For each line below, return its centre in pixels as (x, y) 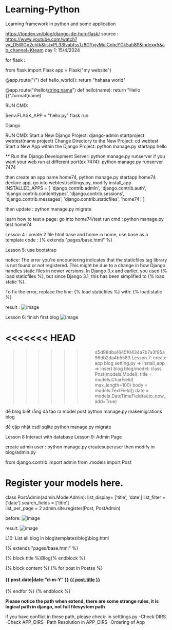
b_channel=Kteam (24, 50)
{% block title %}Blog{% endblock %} (45, 558)
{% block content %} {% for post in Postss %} (54, 568)
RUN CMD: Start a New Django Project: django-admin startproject (75, 135)
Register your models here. (64, 483)
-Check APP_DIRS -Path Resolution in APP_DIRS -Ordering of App (75, 622)
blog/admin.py (21, 452)
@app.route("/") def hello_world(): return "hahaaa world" (65, 80)
